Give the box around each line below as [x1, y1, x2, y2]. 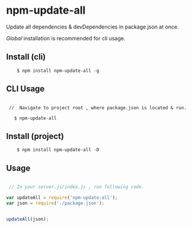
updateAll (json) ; [6, 216, 49, 222]
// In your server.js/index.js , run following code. [8, 184, 145, 190]
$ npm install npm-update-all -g [17, 68, 100, 74]
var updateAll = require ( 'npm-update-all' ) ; [6, 195, 118, 201]
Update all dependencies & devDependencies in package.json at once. [6, 23, 179, 30]
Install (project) [6, 131, 64, 141]
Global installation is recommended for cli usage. [6, 34, 126, 42]
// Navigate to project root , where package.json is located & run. [8, 104, 187, 110]
